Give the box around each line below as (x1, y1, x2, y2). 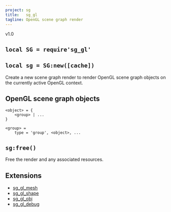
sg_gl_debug (12, 201, 40, 207)
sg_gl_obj (12, 196, 33, 202)
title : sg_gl (5, 12, 38, 17)
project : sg (5, 7, 31, 13)
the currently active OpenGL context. (5, 80, 83, 86)
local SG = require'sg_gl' (5, 45, 91, 53)
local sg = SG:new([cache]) (5, 62, 95, 69)
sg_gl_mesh (12, 185, 38, 191)
